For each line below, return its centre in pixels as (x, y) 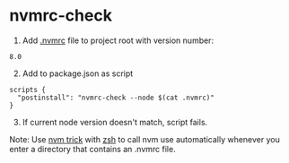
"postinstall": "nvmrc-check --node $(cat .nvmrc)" (116, 98)
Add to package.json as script (78, 73)
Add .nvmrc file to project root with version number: (118, 40)
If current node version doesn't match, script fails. (115, 122)
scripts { (28, 90)
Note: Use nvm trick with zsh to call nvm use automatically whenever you (144, 139)
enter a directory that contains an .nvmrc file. (93, 149)
